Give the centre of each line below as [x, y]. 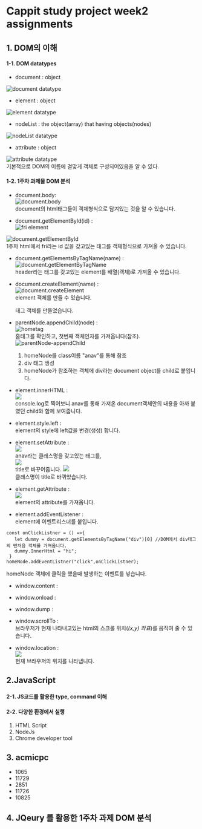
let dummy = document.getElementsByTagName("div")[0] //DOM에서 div [101, 539]
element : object [35, 100]
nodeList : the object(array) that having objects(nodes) [83, 124]
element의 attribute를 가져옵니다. [55, 502]
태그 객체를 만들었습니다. [44, 310]
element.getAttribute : [42, 489]
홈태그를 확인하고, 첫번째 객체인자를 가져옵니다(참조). [78, 336]
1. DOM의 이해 [32, 48]
